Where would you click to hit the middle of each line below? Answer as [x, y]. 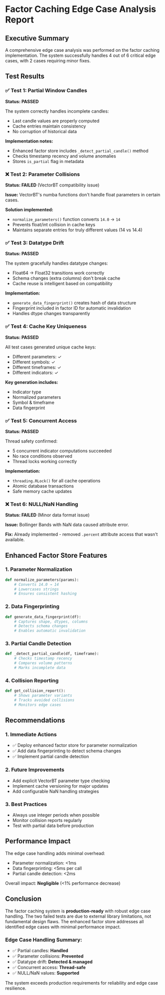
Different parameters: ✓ [37, 356]
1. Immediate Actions [31, 735]
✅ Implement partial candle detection [51, 757]
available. [15, 540]
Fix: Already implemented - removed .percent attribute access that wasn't [82, 534]
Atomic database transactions [43, 486]
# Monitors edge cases [38, 705]
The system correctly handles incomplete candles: [57, 111]
